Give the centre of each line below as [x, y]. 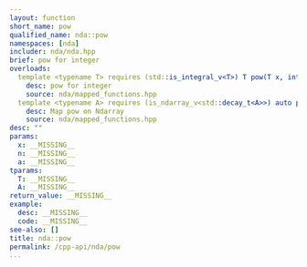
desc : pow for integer [69, 86]
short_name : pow [40, 26]
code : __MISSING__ [53, 221]
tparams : [26, 170]
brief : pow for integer [55, 60]
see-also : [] [34, 230]
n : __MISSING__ [47, 153]
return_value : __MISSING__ [61, 196]
